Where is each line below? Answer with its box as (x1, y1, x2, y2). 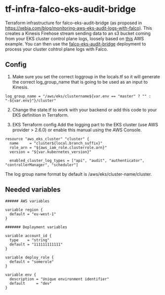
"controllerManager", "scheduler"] (5, 162, 79, 167)
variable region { (5, 207, 43, 212)
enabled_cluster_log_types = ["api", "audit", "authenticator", (9, 158, 145, 163)
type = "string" (9, 238, 50, 243)
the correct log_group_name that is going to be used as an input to (12, 79, 148, 85)
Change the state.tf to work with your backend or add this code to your (12, 106, 157, 112)
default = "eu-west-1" (9, 211, 56, 216)
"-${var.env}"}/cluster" (5, 98, 56, 103)
